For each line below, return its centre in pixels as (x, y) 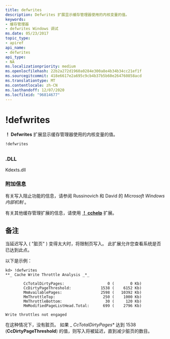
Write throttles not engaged (36, 315)
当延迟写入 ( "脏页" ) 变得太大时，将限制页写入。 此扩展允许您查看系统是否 (83, 244)
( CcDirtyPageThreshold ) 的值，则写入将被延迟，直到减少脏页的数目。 (79, 331)
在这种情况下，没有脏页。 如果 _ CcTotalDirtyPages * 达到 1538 (71, 325)
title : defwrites (24, 10)
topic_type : (18, 39)
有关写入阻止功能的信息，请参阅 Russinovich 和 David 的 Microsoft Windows (85, 196)
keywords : (16, 19)
